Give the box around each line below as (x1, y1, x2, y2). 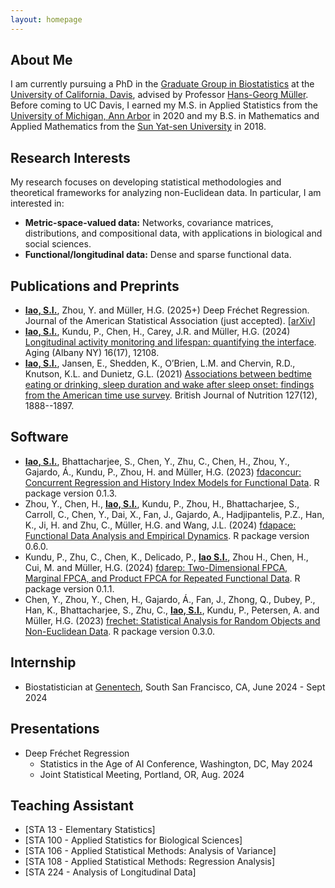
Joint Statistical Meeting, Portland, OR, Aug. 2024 (39, 768, 245, 780)
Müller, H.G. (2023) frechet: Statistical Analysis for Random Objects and (24, 614, 321, 626)
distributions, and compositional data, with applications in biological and (24, 227, 323, 240)
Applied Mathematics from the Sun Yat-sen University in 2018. (10, 121, 267, 133)
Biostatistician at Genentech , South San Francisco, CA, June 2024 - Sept (24, 681, 326, 693)
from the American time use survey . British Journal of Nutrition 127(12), (24, 389, 318, 401)
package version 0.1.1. (24, 582, 115, 595)
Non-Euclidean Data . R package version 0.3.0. (24, 625, 216, 637)
